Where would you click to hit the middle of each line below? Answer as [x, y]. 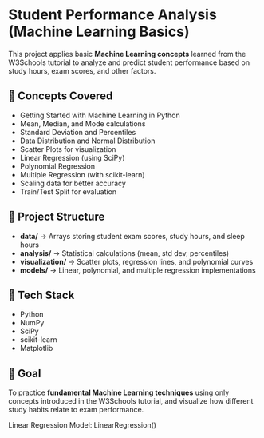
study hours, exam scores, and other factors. [82, 70]
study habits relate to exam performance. [76, 410]
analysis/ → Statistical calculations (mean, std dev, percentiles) [124, 253]
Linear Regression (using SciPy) [72, 157]
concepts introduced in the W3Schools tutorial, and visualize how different [131, 401]
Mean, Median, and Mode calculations [83, 123]
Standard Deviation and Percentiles [78, 132]
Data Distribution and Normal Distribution [87, 141]
